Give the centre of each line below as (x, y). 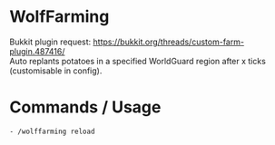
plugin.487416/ (37, 51)
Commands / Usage (85, 107)
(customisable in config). (56, 71)
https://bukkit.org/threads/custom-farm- (169, 42)
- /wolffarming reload (52, 131)
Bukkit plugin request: (50, 42)
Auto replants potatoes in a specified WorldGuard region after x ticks (137, 61)
